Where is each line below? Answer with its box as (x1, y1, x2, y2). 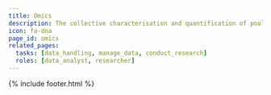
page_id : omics (8, 34, 60, 43)
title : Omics (8, 11, 52, 20)
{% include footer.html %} (8, 78, 95, 89)
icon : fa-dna (8, 27, 52, 35)
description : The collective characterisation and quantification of (8, 19, 248, 27)
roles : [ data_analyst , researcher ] (15, 57, 135, 65)
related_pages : (8, 42, 60, 50)
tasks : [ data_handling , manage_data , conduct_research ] (15, 49, 207, 57)
